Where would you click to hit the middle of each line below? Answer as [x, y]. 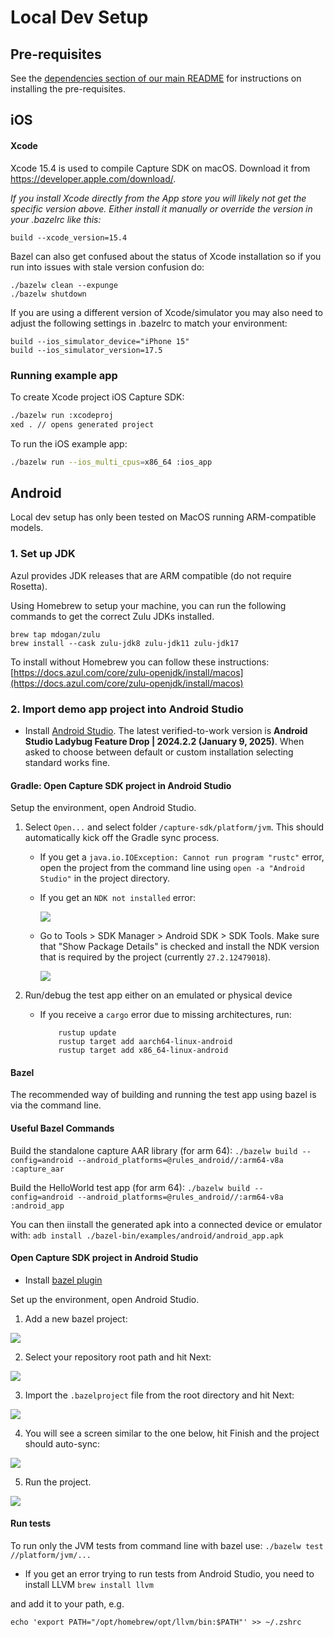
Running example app [64, 375]
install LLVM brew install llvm [89, 1584]
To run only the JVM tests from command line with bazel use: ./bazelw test [167, 1545]
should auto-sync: [62, 1443]
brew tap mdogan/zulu [55, 634]
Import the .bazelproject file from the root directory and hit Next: [159, 1395]
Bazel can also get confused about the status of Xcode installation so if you [166, 256]
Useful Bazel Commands [62, 1128]
